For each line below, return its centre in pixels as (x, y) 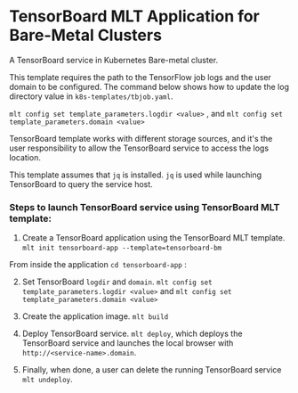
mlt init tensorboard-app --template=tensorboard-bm (122, 248)
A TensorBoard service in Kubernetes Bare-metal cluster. (114, 60)
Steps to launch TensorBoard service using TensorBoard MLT (145, 207)
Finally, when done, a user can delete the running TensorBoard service (152, 370)
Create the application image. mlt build (95, 316)
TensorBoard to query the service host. (81, 184)
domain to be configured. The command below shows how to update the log (149, 86)
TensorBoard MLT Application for (134, 16)
